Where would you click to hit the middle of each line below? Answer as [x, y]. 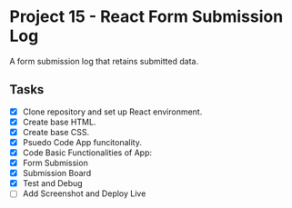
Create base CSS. [56, 132]
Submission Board [57, 173]
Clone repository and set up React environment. [112, 112]
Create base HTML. [59, 122]
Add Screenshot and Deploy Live [84, 193]
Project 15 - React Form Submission [146, 17]
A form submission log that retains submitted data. [104, 61]
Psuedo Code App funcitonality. [82, 142]
